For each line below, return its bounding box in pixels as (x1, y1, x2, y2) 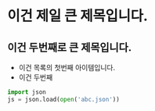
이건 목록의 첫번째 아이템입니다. (18, 63, 115, 72)
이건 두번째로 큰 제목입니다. (7, 41, 132, 54)
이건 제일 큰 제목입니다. (7, 7, 148, 25)
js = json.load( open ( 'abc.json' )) (7, 95, 121, 103)
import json (7, 88, 46, 96)
